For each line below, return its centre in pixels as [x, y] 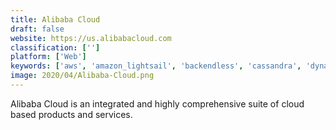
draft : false [37, 29]
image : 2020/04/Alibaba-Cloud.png [82, 76]
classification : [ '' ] [55, 47]
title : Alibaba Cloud [55, 19]
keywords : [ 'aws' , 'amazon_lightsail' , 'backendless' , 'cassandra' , [156, 66]
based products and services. [71, 114]
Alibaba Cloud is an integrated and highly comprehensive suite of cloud [157, 103]
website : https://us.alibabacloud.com [91, 38]
